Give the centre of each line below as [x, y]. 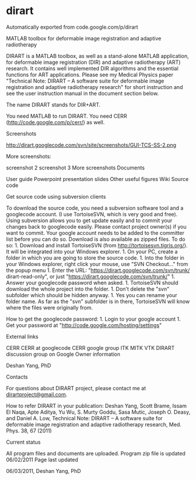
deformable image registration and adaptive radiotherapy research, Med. [94, 424]
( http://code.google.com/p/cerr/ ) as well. [56, 122]
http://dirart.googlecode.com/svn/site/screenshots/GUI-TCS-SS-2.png [91, 145]
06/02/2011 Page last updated [42, 459]
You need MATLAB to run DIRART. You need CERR [67, 116]
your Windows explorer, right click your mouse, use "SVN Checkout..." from [97, 264]
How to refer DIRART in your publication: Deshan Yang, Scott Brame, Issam [97, 406]
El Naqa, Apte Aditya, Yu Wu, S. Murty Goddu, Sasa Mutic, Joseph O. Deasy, [98, 412]
